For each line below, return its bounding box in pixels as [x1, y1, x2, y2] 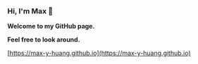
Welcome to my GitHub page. [7, 22, 95, 31]
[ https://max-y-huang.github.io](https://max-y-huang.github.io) [7, 49, 192, 58]
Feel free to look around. [7, 35, 80, 44]
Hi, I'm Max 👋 [7, 6, 54, 16]
